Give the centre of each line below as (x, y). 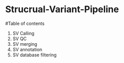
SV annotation (27, 49)
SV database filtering (34, 55)
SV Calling (23, 33)
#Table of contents (25, 23)
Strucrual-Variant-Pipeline (62, 9)
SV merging (25, 44)
